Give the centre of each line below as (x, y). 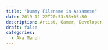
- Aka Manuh (26, 38)
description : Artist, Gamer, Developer (54, 22)
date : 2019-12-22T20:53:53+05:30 (46, 17)
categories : (20, 33)
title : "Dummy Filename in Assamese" (52, 11)
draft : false (22, 27)
